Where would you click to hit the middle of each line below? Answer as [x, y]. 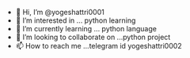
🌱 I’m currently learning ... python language [86, 29]
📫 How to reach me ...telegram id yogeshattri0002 [99, 46]
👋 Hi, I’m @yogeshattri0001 [60, 12]
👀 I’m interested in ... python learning [76, 20]
